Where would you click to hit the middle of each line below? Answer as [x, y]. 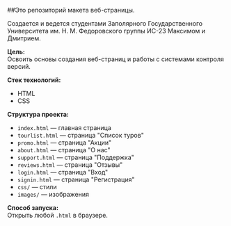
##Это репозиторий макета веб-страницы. [71, 10]
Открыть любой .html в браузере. [57, 215]
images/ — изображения [53, 194]
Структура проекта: [38, 114]
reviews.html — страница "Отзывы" [70, 165]
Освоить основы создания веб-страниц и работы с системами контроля [115, 59]
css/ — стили [37, 187]
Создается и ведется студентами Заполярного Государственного [105, 23]
